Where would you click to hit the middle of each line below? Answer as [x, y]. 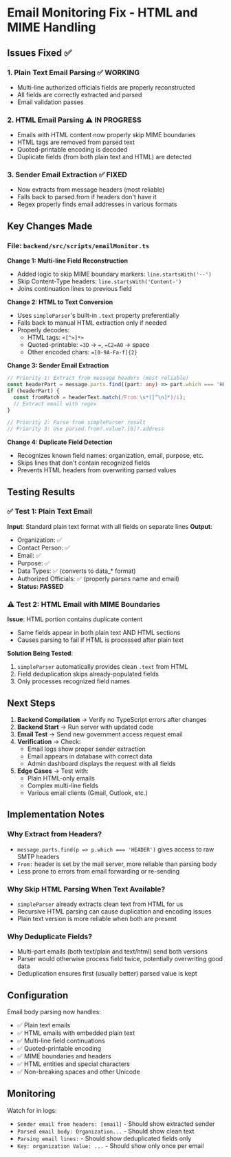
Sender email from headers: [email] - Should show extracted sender [116, 1124]
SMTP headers [38, 856]
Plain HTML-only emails [61, 778]
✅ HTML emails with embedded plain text [76, 1033]
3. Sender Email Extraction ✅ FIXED [67, 175]
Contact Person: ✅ [43, 547]
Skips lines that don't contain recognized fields [84, 463]
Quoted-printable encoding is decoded [72, 150]
